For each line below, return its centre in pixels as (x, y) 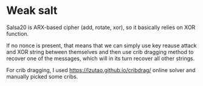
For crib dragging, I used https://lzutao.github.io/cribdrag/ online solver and (101, 70)
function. (18, 33)
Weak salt (32, 11)
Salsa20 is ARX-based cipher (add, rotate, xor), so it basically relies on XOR (101, 27)
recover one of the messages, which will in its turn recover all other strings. (101, 58)
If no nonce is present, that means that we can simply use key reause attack (101, 45)
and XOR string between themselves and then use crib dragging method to (100, 51)
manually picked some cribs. (42, 76)
